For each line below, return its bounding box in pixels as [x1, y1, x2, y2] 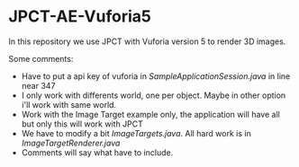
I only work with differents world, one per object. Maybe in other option [21, 90, 286, 101]
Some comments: [8, 53, 74, 64]
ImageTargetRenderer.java [21, 137, 121, 148]
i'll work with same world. [21, 99, 117, 110]
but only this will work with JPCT [21, 119, 143, 129]
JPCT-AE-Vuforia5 [8, 6, 152, 27]
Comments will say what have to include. [21, 146, 174, 158]
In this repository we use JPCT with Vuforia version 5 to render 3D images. [8, 36, 286, 47]
